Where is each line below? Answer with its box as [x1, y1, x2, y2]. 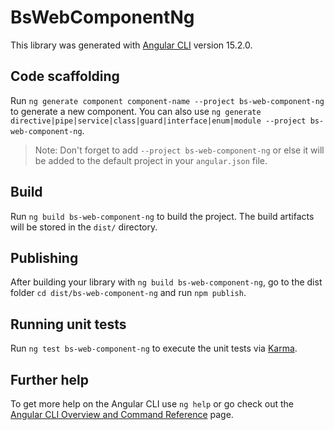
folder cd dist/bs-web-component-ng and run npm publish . [10, 287, 247, 299]
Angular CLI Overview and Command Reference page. [10, 409, 234, 420]
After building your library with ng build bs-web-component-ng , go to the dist [10, 276, 323, 288]
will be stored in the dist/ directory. [10, 221, 158, 233]
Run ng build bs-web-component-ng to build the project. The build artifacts [10, 210, 315, 222]
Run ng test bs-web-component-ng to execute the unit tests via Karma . [10, 342, 298, 355]
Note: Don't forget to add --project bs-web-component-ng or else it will [34, 144, 325, 156]
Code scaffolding [10, 68, 120, 85]
